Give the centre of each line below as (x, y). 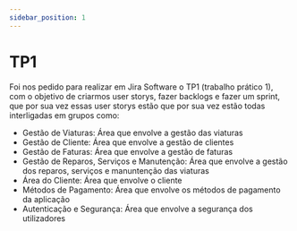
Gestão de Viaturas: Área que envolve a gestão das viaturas (132, 133)
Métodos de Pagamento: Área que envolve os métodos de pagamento (151, 190)
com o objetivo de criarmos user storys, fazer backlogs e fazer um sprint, (144, 96)
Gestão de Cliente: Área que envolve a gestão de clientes (128, 142)
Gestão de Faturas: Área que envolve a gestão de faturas (127, 151)
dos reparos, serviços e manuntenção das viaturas (116, 170)
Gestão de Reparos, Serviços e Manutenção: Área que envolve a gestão (155, 161)
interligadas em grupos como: (64, 115)
